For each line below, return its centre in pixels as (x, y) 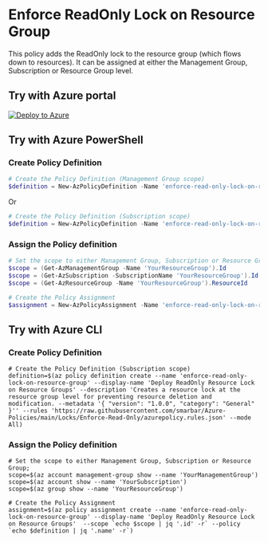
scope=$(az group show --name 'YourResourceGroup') (96, 489)
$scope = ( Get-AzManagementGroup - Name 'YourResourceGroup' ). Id (117, 269)
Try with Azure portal (62, 96)
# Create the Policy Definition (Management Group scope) (106, 179)
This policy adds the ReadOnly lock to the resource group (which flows (125, 53)
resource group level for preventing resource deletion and (110, 397)
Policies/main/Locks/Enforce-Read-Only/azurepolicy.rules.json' (117, 418)
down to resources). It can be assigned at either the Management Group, (128, 62)
